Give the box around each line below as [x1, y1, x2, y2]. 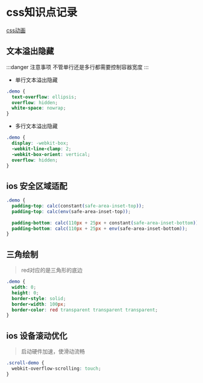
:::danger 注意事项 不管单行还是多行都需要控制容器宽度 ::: [6, 63, 149, 70]
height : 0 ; [11, 290, 39, 296]
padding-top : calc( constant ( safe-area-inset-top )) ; [11, 203, 145, 209]
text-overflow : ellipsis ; [11, 94, 77, 100]
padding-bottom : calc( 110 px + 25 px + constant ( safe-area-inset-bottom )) [11, 220, 199, 226]
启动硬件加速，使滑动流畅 [21, 348, 85, 355]
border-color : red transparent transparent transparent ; [11, 307, 158, 313]
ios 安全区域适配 [6, 181, 68, 191]
